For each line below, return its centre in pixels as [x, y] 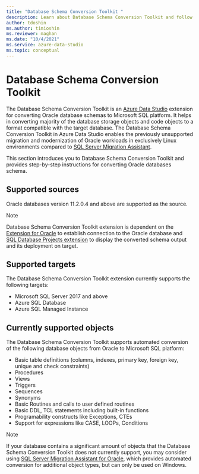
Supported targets [41, 264]
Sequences [29, 391]
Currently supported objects [60, 328]
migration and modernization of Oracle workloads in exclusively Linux [91, 140]
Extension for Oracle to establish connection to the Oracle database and [94, 233]
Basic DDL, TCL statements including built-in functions [82, 410]
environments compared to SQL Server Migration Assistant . [79, 147]
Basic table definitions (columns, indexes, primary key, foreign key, [97, 360]
